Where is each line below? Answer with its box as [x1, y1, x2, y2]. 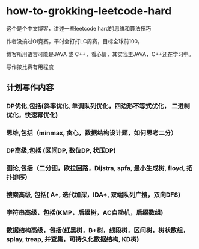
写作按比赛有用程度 [6, 63, 54, 70]
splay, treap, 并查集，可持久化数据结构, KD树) [6, 235, 139, 243]
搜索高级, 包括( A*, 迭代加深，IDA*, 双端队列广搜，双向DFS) [6, 191, 181, 199]
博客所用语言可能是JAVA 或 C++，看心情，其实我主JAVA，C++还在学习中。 [6, 50, 194, 58]
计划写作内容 [6, 82, 54, 93]
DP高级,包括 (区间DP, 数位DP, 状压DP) [6, 146, 116, 155]
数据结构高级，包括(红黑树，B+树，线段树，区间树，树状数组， [6, 226, 189, 234]
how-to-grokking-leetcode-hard [6, 4, 172, 18]
